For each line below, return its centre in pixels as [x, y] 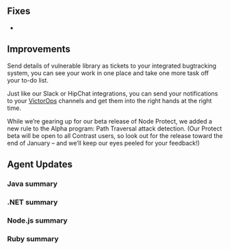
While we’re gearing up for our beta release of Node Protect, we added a [110, 121]
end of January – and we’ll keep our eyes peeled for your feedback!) [103, 143]
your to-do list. [28, 80]
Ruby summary [33, 238]
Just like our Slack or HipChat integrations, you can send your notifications [113, 93]
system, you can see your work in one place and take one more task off [108, 73]
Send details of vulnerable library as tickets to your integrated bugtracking [112, 66]
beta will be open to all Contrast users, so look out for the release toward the [115, 135]
